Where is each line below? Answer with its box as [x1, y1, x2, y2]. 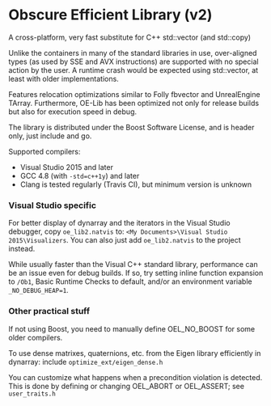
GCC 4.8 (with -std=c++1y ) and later [19, 171, 140, 180]
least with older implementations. [8, 74, 119, 83]
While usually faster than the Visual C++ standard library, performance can [8, 260, 258, 269]
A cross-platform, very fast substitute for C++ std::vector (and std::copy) [8, 32, 252, 42]
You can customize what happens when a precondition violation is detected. [8, 372, 263, 382]
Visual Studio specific [8, 200, 97, 211]
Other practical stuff [8, 306, 91, 317]
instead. [8, 244, 36, 254]
